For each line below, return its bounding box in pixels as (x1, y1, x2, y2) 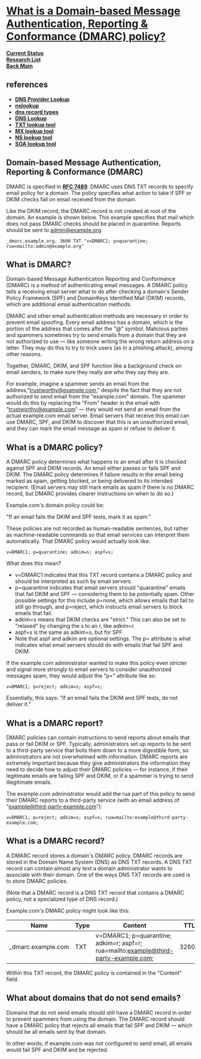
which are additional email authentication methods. (6, 301, 132, 308)
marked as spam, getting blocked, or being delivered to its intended (6, 477, 173, 485)
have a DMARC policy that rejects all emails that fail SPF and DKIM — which (6, 1021, 193, 1029)
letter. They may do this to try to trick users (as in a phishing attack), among (6, 344, 193, 351)
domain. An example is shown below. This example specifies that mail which (6, 213, 194, 221)
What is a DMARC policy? (6, 442, 103, 452)
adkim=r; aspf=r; (95, 938, 142, 947)
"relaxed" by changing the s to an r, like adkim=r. (14, 622, 135, 630)
